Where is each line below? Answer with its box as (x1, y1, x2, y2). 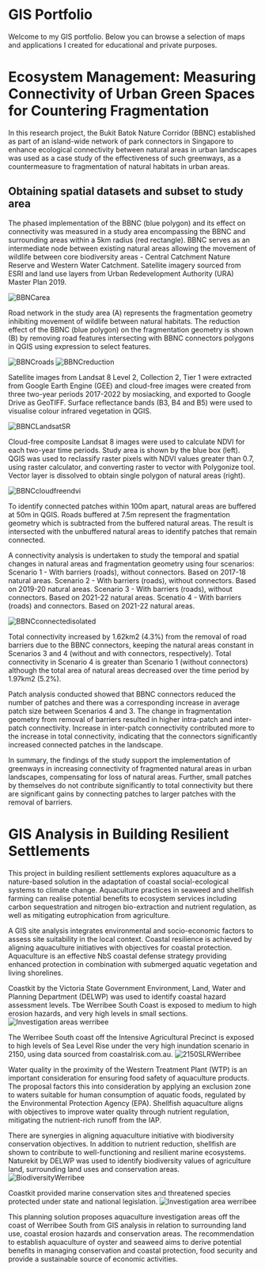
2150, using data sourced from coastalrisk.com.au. (8, 1049, 173, 1058)
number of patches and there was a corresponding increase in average (8, 697, 240, 707)
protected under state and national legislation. (8, 1196, 158, 1206)
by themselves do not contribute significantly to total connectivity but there (8, 780, 253, 790)
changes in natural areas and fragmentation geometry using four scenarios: (8, 559, 255, 568)
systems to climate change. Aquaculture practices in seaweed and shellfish (8, 885, 255, 894)
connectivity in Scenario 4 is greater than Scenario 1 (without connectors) (8, 657, 248, 666)
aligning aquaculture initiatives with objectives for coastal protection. (8, 943, 233, 952)
